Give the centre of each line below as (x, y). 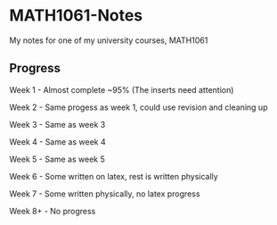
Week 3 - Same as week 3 (57, 124)
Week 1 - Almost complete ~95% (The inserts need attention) (122, 89)
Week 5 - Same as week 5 (57, 159)
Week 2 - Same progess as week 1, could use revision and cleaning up (138, 107)
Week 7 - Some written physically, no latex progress (105, 194)
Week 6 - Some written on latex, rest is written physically (114, 176)
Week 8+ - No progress (53, 211)
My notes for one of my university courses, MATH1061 (109, 40)
